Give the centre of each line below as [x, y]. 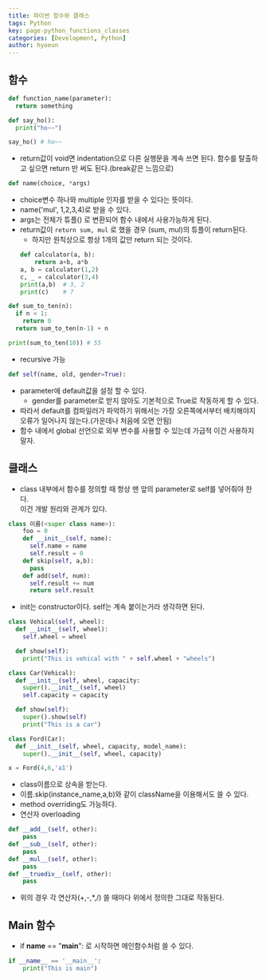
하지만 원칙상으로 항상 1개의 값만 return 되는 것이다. [112, 239]
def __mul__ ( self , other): [53, 859]
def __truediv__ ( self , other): [60, 874]
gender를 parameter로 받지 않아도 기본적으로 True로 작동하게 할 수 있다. [145, 401]
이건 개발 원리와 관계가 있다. [63, 508]
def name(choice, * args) [49, 184]
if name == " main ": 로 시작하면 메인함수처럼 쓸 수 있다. [107, 946]
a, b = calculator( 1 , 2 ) [59, 269]
